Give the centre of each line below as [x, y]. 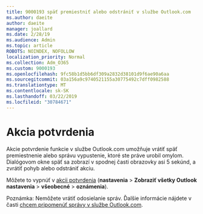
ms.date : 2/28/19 [28, 35]
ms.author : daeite [29, 18]
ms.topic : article [29, 46]
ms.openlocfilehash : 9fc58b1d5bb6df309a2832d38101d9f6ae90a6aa [88, 74]
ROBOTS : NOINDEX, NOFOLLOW [40, 52]
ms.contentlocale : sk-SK [38, 91]
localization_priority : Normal [46, 57]
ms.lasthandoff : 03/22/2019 [42, 96]
